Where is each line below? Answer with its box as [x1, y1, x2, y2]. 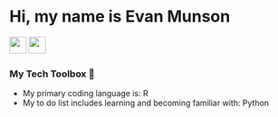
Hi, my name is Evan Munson [9, 6, 231, 27]
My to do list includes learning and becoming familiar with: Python [22, 97, 270, 109]
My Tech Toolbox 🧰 [9, 67, 95, 80]
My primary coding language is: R [22, 88, 149, 99]
